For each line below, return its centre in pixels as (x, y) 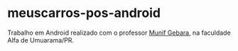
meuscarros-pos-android (84, 13)
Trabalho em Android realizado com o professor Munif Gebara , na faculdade (119, 33)
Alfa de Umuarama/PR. (41, 40)
